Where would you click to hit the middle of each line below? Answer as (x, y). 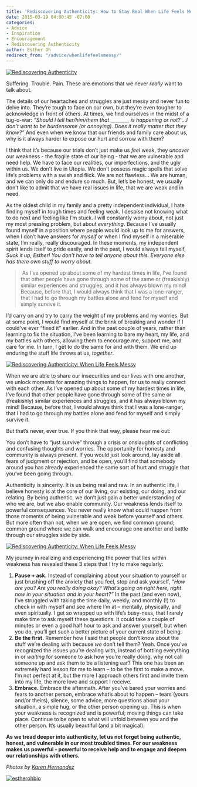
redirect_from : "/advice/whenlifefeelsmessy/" (64, 55)
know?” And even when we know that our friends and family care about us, (97, 132)
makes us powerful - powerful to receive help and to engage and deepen (96, 749)
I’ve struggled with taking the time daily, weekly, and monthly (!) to (95, 600)
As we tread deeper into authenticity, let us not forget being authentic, (94, 736)
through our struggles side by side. (48, 535)
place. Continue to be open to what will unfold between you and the (96, 719)
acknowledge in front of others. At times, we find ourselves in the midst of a (98, 114)
